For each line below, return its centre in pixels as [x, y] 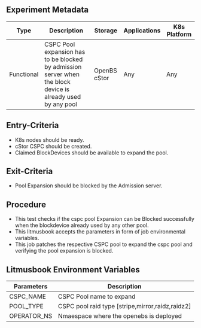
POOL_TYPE [26, 306]
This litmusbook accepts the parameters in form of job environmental [100, 232]
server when [62, 74]
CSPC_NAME [28, 297]
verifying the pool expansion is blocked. [64, 251]
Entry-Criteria [33, 125]
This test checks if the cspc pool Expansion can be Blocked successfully [104, 219]
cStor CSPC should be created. [53, 146]
